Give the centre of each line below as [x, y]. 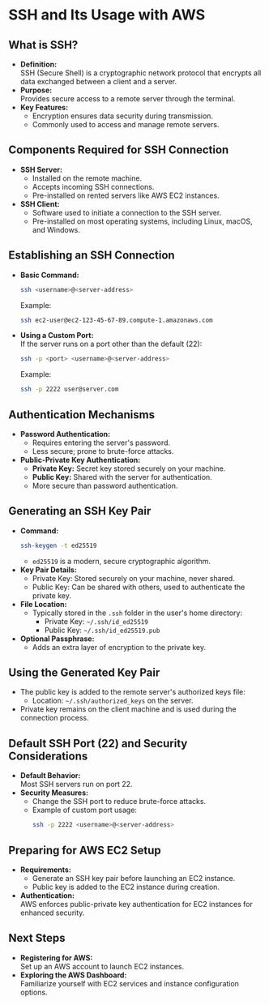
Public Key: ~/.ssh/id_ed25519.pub [102, 630]
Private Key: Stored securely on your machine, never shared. [133, 578]
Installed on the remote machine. [87, 178]
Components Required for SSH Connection [119, 150]
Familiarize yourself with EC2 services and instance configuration [129, 983]
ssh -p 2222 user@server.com [69, 389]
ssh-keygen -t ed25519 [58, 545]
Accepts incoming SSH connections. [93, 186]
